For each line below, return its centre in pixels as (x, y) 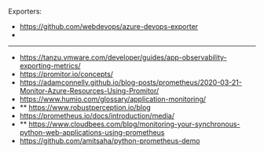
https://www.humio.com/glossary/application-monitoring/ (113, 99)
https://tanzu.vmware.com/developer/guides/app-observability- (123, 57)
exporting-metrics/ (50, 66)
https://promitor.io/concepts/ (66, 74)
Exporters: (25, 11)
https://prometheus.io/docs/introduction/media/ (97, 116)
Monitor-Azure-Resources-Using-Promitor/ (89, 91)
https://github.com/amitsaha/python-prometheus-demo (110, 141)
